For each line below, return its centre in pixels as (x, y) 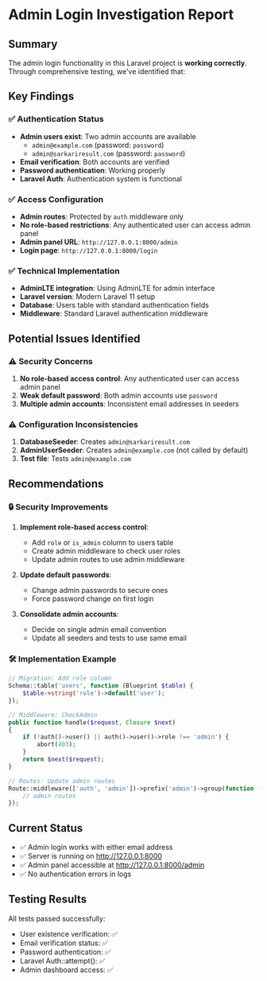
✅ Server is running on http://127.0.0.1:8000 (91, 856)
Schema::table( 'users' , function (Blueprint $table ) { (101, 686)
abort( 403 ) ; (57, 745)
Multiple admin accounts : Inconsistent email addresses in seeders (130, 404)
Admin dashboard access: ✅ (66, 969)
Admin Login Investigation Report (121, 15)
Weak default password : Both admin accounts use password (118, 395)
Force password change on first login (93, 599)
